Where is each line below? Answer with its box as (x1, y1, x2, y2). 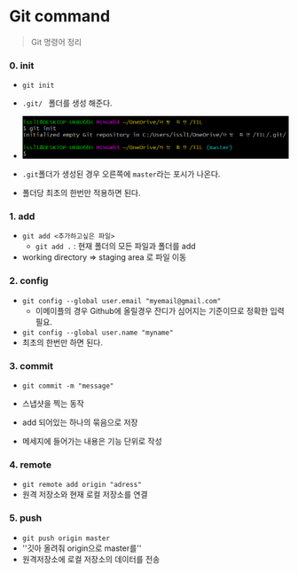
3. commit (9, 359, 53, 372)
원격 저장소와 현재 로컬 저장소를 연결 (21, 490, 148, 500)
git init (21, 82, 55, 90)
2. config (9, 275, 49, 287)
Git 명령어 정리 (30, 36, 82, 47)
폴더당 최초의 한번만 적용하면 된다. (21, 188, 141, 199)
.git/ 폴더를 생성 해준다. (21, 98, 113, 108)
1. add (9, 210, 35, 223)
